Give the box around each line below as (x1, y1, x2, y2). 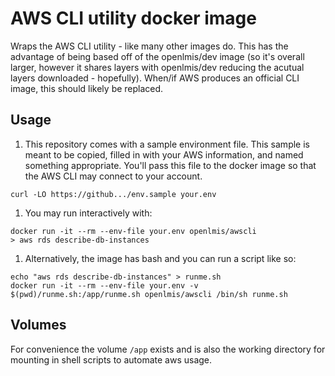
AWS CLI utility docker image (10, 7, 257, 30)
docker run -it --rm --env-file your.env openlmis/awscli (10, 226, 257, 236)
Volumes (10, 317, 67, 334)
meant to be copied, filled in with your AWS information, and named (24, 148, 304, 161)
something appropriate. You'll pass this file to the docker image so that (24, 159, 317, 171)
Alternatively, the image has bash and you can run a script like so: (24, 252, 297, 264)
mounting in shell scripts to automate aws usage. (10, 353, 213, 366)
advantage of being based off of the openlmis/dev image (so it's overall (10, 50, 305, 62)
